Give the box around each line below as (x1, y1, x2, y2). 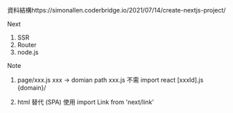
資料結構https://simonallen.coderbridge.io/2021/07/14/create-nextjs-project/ (7, 6, 226, 14)
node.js (17, 48, 40, 56)
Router (17, 41, 37, 49)
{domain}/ (17, 84, 46, 92)
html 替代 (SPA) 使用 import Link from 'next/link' (17, 98, 155, 106)
